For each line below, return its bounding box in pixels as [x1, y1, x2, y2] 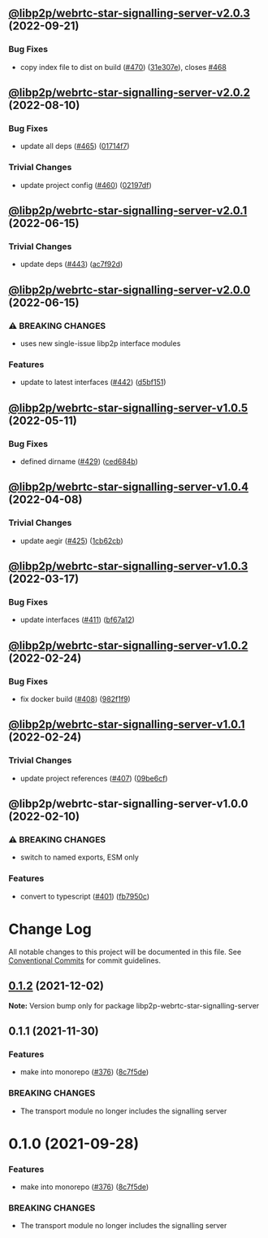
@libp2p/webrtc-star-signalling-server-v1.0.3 [8, 559, 249, 573]
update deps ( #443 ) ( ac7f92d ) [19, 260, 123, 269]
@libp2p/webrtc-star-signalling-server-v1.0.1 [8, 718, 245, 732]
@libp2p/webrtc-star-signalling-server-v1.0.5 [8, 400, 249, 414]
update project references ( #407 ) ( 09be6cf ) [19, 773, 168, 783]
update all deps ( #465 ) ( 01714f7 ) [19, 142, 130, 151]
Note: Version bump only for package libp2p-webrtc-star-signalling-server [8, 1000, 260, 1010]
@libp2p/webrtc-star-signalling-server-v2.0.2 [8, 85, 250, 100]
